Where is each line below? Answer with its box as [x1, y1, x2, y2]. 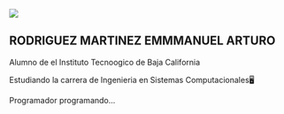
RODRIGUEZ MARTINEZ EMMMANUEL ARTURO [9, 34, 276, 49]
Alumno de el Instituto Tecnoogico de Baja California [9, 57, 201, 67]
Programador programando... [9, 95, 116, 105]
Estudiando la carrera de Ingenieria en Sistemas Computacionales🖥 [9, 74, 255, 85]
